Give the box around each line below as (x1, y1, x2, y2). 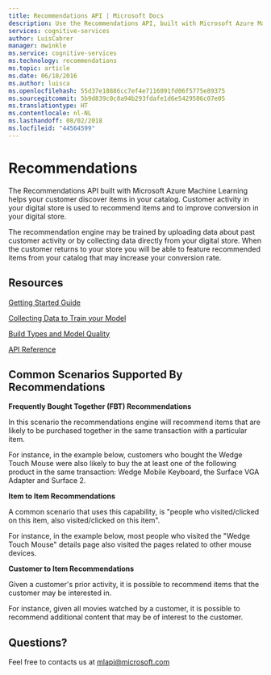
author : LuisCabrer (8, 34, 74, 43)
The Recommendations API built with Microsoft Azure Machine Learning (8, 185, 248, 195)
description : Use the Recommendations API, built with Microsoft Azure (8, 19, 254, 27)
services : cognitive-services (8, 27, 110, 35)
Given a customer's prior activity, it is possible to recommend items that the (8, 580, 260, 590)
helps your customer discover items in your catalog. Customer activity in (8, 194, 250, 204)
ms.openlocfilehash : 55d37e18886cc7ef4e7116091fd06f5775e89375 (8, 86, 226, 95)
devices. (8, 548, 37, 558)
